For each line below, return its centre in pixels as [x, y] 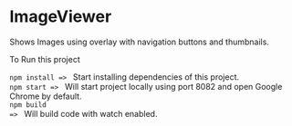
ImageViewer [61, 17]
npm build [28, 105]
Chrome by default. [46, 96]
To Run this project [45, 59]
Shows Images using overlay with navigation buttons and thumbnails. [139, 42]
